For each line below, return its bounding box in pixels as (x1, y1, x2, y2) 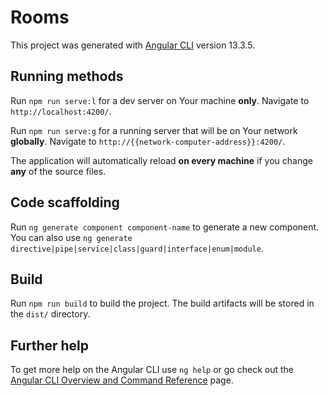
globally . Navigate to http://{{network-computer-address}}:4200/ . (10, 135, 286, 147)
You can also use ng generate (10, 231, 133, 243)
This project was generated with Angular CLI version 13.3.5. (10, 39, 256, 51)
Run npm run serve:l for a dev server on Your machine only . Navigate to (10, 94, 310, 106)
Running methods (10, 68, 124, 85)
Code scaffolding (10, 194, 120, 211)
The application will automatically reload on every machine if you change (10, 154, 313, 166)
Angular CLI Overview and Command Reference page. (10, 374, 234, 386)
